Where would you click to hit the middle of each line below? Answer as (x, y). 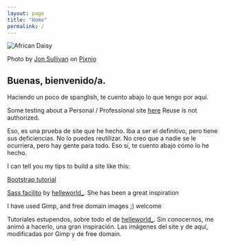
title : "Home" (28, 20)
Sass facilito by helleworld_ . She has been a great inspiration (93, 193)
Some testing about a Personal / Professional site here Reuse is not (102, 110)
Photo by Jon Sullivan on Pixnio (52, 59)
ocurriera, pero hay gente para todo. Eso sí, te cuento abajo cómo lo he (108, 145)
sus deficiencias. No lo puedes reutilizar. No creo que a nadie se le (101, 139)
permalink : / (26, 26)
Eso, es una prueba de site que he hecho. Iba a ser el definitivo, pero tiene (112, 131)
